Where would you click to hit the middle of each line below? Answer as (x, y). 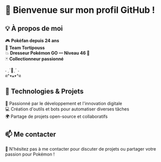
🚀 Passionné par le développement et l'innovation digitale (64, 103)
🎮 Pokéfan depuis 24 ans (32, 41)
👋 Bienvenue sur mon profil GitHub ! (80, 10)
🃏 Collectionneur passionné (34, 59)
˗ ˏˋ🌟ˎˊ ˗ (12, 70)
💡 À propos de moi (34, 28)
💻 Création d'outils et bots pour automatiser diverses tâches (67, 109)
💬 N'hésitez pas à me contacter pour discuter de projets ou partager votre (81, 149)
